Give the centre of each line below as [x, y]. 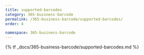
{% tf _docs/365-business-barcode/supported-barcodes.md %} [72, 47]
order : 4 [14, 24]
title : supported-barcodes [34, 10]
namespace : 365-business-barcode [40, 33]
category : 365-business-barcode [39, 14]
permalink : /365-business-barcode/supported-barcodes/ [64, 19]
